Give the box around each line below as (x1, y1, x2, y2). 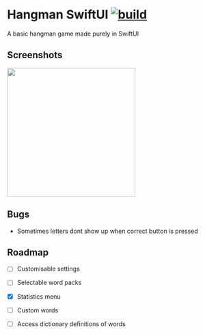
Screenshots (7, 49, 63, 61)
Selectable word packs (16, 278, 82, 287)
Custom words (16, 306, 59, 314)
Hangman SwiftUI (7, 7, 109, 23)
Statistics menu (16, 292, 61, 301)
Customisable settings (16, 264, 80, 273)
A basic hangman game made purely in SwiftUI (7, 29, 139, 38)
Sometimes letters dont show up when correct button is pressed (16, 227, 198, 235)
